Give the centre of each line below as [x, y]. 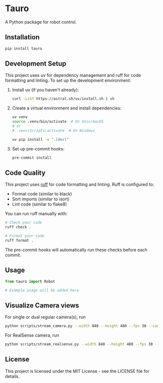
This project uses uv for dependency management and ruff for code [73, 75]
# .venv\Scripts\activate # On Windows [53, 130]
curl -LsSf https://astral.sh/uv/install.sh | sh [63, 99]
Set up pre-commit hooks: [38, 148]
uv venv [20, 117]
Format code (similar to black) [42, 194]
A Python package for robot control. [41, 22]
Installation [22, 37]
